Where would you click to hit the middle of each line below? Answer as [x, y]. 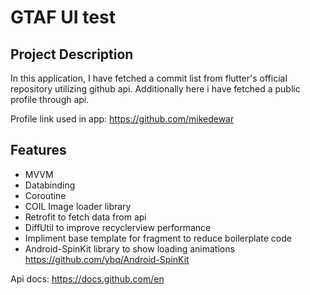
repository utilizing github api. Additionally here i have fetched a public [155, 89]
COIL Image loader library [78, 206]
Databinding [50, 185]
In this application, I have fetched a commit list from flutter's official [149, 78]
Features [38, 150]
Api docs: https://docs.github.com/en [87, 278]
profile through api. [50, 99]
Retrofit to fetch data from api [85, 217]
